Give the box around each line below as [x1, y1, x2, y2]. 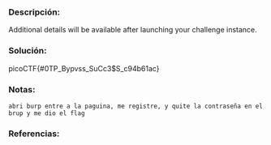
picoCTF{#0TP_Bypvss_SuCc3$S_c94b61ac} [8, 63, 160, 73]
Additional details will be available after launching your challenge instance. [8, 25, 257, 35]
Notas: [8, 83, 36, 95]
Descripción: [8, 6, 61, 18]
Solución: [8, 45, 47, 57]
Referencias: [8, 128, 60, 139]
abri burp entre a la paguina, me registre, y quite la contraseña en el [8, 102, 264, 110]
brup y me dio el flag [8, 109, 85, 117]
